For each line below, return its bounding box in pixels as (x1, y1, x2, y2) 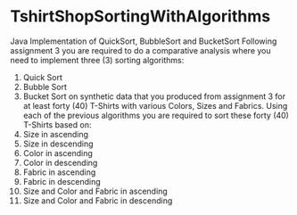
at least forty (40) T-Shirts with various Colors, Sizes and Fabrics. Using (22, 100, 288, 111)
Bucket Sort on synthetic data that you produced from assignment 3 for (22, 91, 286, 102)
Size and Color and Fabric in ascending (22, 186, 168, 196)
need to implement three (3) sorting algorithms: (10, 54, 185, 65)
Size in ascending (22, 128, 88, 139)
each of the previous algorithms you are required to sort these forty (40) (22, 110, 289, 120)
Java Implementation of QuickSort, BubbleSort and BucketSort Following (10, 36, 277, 46)
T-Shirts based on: (22, 119, 92, 130)
